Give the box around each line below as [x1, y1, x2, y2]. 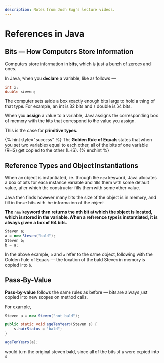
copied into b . [5, 262, 33, 268]
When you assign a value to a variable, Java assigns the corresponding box [5, 113, 158, 119]
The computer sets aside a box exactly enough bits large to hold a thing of [5, 98, 155, 104]
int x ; [5, 85, 19, 90]
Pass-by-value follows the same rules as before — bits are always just [5, 289, 148, 295]
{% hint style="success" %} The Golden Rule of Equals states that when [5, 137, 152, 143]
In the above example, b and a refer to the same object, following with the [5, 251, 153, 257]
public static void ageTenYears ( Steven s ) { [5, 322, 97, 327]
